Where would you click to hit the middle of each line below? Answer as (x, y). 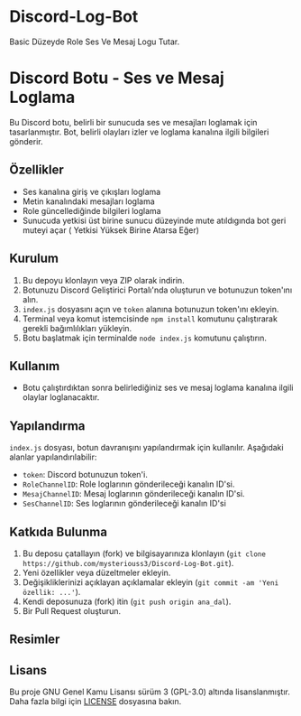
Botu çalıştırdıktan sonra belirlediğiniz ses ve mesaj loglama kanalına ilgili (158, 388)
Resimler (35, 640)
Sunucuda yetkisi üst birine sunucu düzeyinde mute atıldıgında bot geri (154, 220)
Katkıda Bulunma (59, 531)
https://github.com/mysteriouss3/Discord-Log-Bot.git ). (128, 563)
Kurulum (34, 259)
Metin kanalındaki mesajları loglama (88, 201)
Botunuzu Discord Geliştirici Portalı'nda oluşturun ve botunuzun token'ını (157, 290)
